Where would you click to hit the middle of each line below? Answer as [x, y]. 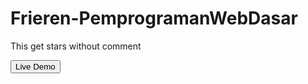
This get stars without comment [76, 46]
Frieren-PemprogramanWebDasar [154, 18]
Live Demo [35, 66]
